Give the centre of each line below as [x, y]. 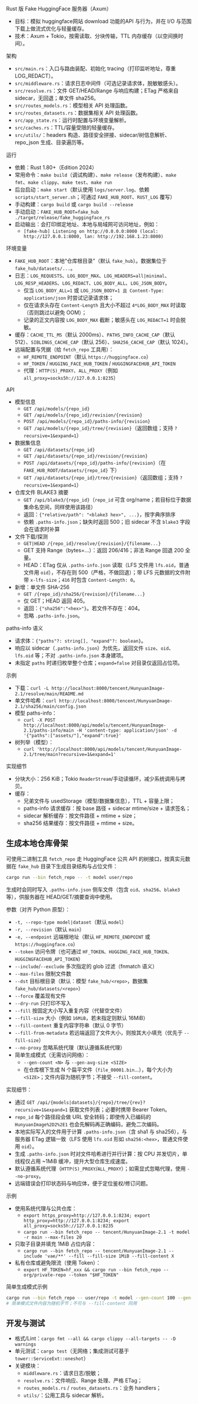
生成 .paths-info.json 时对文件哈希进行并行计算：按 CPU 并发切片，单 [101, 1154]
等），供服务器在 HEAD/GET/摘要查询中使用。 [61, 897]
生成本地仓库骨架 [37, 843]
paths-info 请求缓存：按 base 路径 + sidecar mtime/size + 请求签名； [107, 808]
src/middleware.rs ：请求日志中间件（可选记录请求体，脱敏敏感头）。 [98, 83]
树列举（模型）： [34, 742]
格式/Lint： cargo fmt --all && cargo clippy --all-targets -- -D [95, 1338]
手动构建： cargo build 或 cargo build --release [74, 204]
